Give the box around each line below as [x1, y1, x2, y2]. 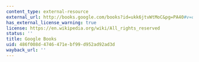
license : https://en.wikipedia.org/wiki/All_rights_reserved [6, 25, 161, 31]
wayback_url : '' [6, 47, 46, 53]
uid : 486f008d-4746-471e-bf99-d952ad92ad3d [6, 42, 115, 48]
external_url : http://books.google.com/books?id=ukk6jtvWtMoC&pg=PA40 [6, 14, 184, 20]
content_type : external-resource [6, 8, 89, 15]
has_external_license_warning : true [6, 19, 97, 25]
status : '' [6, 31, 33, 37]
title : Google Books [6, 36, 57, 42]
